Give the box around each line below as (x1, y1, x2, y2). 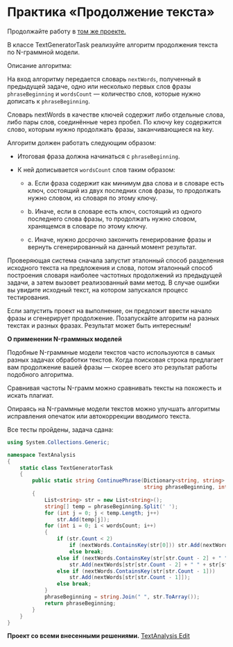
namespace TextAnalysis (7, 451, 76, 458)
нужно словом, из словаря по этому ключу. (27, 194, 158, 202)
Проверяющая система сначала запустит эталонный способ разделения (7, 256, 224, 264)
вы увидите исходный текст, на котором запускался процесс (7, 285, 189, 294)
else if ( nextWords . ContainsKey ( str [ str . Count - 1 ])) (56, 567, 216, 575)
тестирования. (7, 293, 51, 301)
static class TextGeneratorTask (19, 464, 113, 471)
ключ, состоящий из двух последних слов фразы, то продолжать (27, 186, 221, 194)
